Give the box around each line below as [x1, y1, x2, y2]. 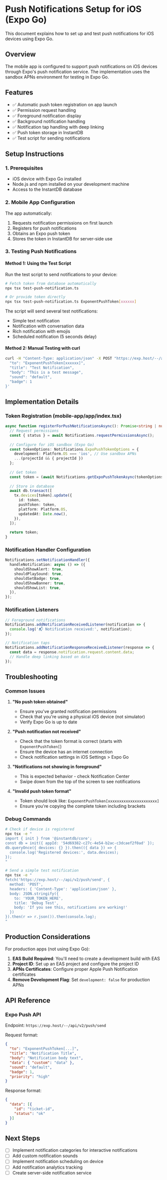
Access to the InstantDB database [12, 186, 83, 192]
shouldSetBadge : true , [14, 576, 61, 581]
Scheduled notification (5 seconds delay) [12, 334, 97, 340]
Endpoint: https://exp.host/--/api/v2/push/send [5, 1023, 106, 1028]
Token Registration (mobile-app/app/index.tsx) [5, 412, 122, 419]
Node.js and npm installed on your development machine [12, 181, 130, 187]
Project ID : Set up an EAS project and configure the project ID [12, 960, 139, 967]
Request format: [5, 1032, 38, 1038]
